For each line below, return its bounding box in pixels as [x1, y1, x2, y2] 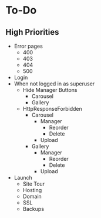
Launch [14, 174, 33, 181]
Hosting [22, 187, 42, 193]
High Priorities [5, 27, 59, 37]
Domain [22, 193, 42, 200]
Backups [22, 206, 45, 212]
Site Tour [22, 180, 45, 187]
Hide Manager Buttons [22, 87, 78, 93]
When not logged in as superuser [14, 80, 95, 87]
